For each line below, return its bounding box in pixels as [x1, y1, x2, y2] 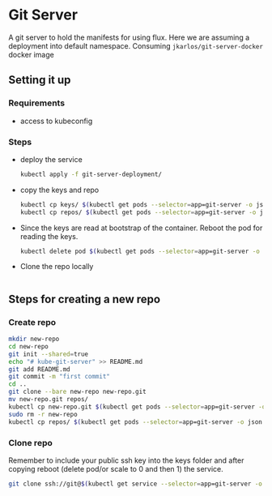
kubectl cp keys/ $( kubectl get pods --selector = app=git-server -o [19, 200, 253, 208]
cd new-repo [8, 342, 49, 350]
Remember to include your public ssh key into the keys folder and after [8, 455, 244, 465]
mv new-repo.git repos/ [8, 396, 89, 404]
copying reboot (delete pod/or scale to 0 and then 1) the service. [8, 464, 224, 473]
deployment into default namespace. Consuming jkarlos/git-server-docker [8, 41, 263, 50]
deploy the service [19, 154, 83, 164]
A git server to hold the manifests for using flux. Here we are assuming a [8, 32, 250, 42]
